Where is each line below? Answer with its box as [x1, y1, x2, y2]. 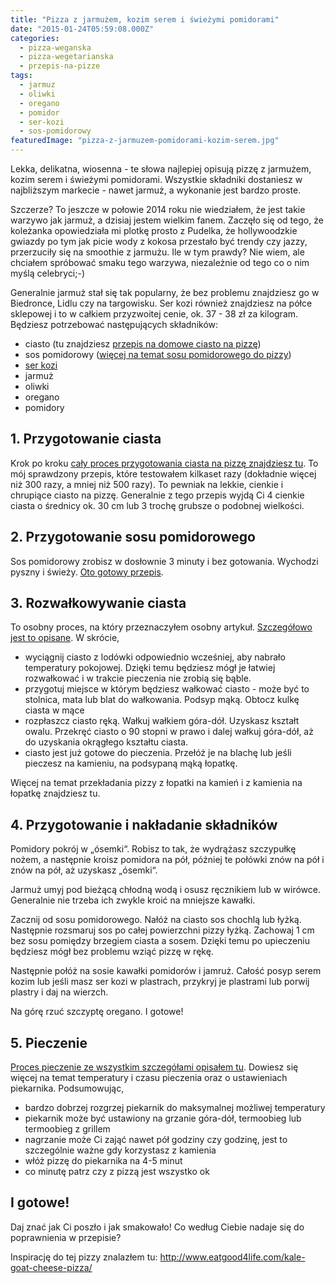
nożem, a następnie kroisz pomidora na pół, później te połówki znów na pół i [10, 854, 325, 866]
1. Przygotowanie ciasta [10, 431, 162, 448]
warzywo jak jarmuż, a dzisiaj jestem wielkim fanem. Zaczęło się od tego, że [10, 214, 324, 226]
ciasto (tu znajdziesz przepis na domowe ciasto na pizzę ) [24, 338, 262, 350]
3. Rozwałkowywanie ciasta [10, 595, 187, 612]
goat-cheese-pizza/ [10, 1261, 93, 1273]
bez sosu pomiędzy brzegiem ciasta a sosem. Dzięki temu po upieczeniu [10, 935, 311, 947]
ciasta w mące [24, 704, 85, 716]
